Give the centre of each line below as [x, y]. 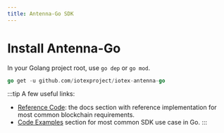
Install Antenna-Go [64, 48]
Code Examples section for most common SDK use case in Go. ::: [112, 122]
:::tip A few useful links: [41, 94]
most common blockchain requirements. [76, 115]
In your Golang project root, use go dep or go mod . [79, 68]
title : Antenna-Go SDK [41, 14]
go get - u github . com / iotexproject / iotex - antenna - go [86, 80]
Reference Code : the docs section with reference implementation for [117, 107]
